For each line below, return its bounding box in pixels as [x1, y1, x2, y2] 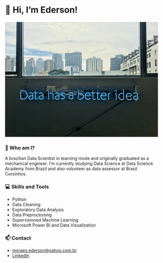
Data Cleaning [12, 201, 41, 207]
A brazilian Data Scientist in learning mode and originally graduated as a [5, 156, 149, 161]
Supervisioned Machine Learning [12, 217, 79, 223]
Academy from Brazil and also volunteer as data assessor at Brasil [5, 166, 137, 172]
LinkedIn [12, 253, 30, 258]
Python [12, 196, 27, 202]
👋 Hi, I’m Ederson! [5, 4, 78, 16]
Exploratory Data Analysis [12, 207, 64, 212]
